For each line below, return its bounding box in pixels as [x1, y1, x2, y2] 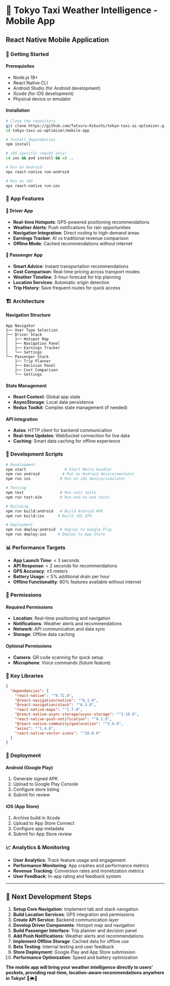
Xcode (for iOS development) [13, 90, 74, 97]
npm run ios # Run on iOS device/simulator [6, 476, 126, 482]
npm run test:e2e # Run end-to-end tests [6, 495, 110, 500]
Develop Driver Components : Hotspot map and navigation [13, 922, 135, 928]
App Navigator [6, 323, 36, 328]
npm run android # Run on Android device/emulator [6, 472, 135, 477]
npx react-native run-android [6, 169, 70, 174]
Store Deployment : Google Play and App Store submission [13, 949, 136, 955]
